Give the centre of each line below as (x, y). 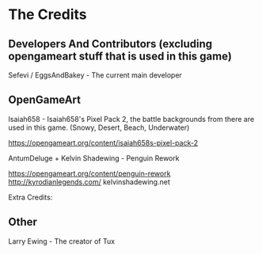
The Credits (47, 15)
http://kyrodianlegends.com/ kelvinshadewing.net (89, 182)
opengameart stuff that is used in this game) (120, 56)
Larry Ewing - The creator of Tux (62, 241)
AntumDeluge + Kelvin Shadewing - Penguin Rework (94, 158)
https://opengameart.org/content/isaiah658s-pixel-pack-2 (103, 142)
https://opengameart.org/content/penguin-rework (89, 173)
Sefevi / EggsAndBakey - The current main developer (95, 75)
